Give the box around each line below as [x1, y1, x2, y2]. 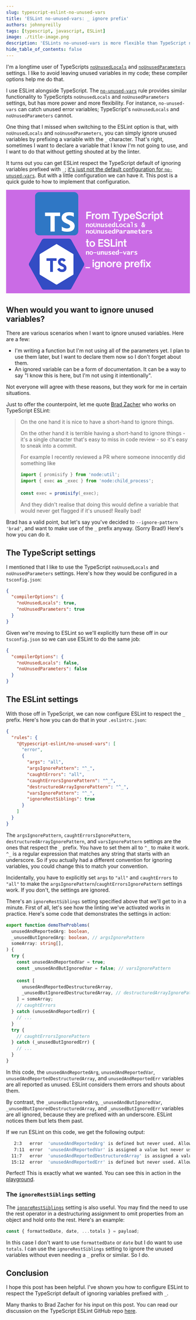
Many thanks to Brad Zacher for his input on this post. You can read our [6, 1301, 178, 1308]
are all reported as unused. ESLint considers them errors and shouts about [6, 1081, 185, 1088]
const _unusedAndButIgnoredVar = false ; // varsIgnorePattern [16, 965, 171, 971]
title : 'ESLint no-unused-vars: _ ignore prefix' [6, 15, 129, 22]
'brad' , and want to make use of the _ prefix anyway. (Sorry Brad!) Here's [6, 524, 184, 532]
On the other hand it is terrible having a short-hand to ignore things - [20, 430, 185, 437]
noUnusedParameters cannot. [6, 112, 73, 119]
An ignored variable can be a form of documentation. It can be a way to [14, 366, 187, 373]
